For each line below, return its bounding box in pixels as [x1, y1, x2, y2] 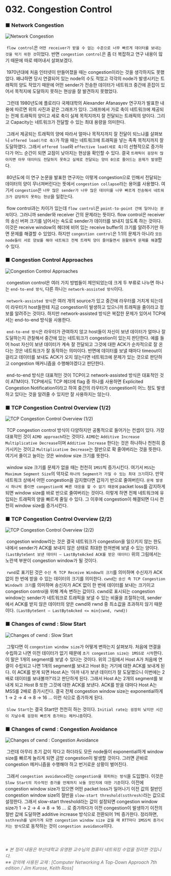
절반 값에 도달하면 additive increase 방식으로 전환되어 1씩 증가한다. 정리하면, [5, 811, 158, 817]
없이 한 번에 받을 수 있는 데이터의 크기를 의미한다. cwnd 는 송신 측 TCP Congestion [5, 576, 165, 582]
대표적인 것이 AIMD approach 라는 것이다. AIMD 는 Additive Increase [5, 433, 140, 440]
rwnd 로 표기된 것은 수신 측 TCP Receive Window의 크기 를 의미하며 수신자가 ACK [6, 569, 163, 575]
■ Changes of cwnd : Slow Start [5, 621, 87, 628]
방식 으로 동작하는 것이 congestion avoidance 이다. [14, 823, 113, 829]
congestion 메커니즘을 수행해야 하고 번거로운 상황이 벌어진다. [5, 761, 128, 767]
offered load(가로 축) [10, 138, 56, 143]
